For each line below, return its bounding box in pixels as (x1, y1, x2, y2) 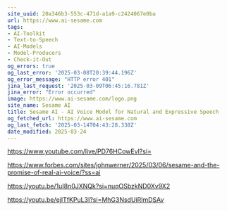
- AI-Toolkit (7, 30, 46, 37)
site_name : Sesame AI (7, 102, 71, 109)
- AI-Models (7, 43, 42, 50)
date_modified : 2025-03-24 (7, 128, 87, 135)
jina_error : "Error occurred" (7, 89, 97, 96)
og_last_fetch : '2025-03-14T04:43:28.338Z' (7, 121, 137, 129)
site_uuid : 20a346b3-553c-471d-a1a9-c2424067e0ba (7, 10, 157, 18)
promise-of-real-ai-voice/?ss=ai (7, 168, 101, 177)
